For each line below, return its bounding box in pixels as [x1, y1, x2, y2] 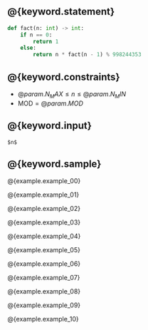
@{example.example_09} [7, 301, 81, 309]
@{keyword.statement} [7, 6, 115, 18]
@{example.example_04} [7, 232, 81, 241]
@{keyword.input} [7, 120, 92, 132]
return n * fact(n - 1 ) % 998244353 [33, 51, 142, 58]
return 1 [33, 38, 59, 45]
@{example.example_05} [7, 246, 80, 254]
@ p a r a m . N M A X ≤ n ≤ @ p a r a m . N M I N [17, 90, 127, 100]
